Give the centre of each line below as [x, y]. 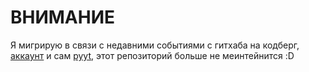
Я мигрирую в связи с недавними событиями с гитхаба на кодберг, [155, 45]
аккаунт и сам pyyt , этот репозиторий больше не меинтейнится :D [152, 55]
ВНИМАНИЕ [63, 17]
